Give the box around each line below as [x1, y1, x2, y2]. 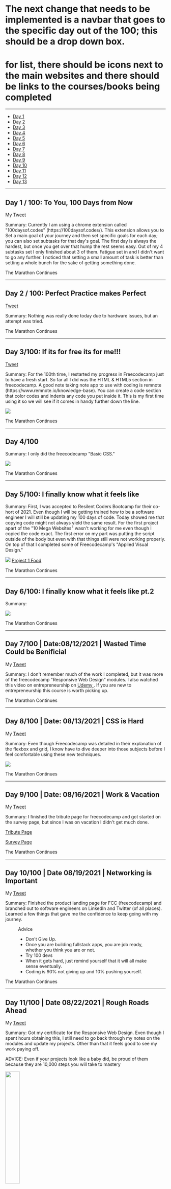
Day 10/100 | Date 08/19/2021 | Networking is [5, 868, 152, 877]
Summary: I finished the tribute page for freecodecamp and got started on [5, 814, 161, 820]
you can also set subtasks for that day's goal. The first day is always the [5, 238, 157, 244]
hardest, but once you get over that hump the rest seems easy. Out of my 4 [5, 243, 163, 249]
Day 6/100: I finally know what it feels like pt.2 [5, 587, 154, 596]
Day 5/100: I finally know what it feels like [5, 490, 139, 498]
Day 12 [12, 173, 27, 179]
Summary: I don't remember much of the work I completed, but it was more [5, 671, 163, 677]
